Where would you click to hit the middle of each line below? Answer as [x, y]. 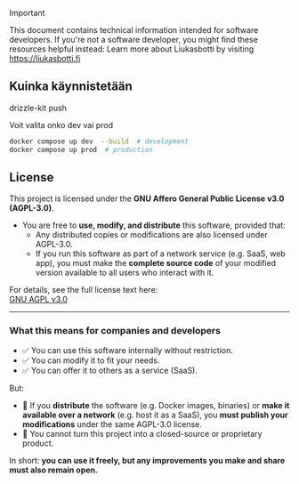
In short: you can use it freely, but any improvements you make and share [147, 460]
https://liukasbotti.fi [45, 58]
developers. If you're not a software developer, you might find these [133, 40]
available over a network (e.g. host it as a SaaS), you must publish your [155, 415]
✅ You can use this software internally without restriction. [127, 350]
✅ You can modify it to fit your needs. [91, 360]
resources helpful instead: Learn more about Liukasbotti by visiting [132, 49]
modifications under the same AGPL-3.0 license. [112, 424]
